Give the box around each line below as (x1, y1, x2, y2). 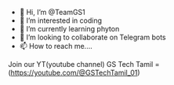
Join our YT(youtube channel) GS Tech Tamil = (8, 60, 160, 68)
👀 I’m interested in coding (19, 16, 103, 25)
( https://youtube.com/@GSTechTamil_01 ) (8, 68, 140, 77)
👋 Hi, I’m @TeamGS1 (19, 8, 86, 17)
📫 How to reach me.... (19, 42, 92, 50)
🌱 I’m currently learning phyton (19, 24, 120, 33)
